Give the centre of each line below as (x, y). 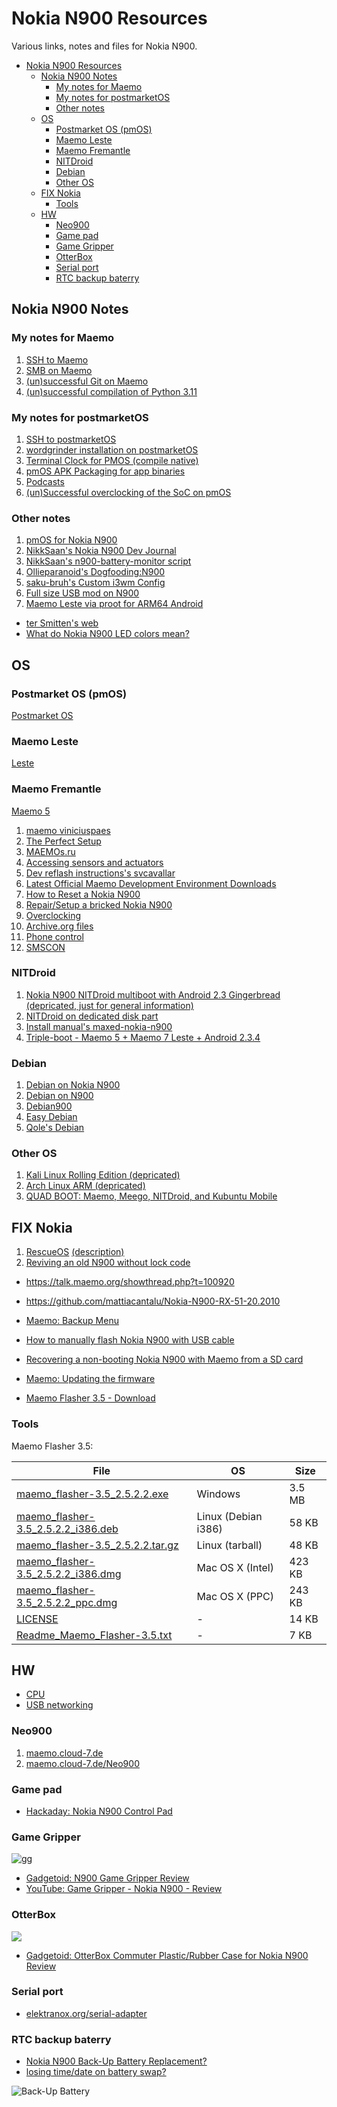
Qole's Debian (55, 1128)
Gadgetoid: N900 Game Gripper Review (107, 1878)
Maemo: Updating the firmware (90, 1379)
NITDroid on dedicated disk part (92, 1016)
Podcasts (45, 481)
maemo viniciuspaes (68, 830)
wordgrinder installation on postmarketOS (112, 449)
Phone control (54, 936)
